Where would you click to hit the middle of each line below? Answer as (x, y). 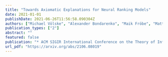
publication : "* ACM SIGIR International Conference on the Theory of (80, 42)
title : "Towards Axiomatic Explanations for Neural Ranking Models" (78, 10)
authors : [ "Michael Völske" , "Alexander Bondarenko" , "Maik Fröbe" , (78, 24)
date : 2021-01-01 (23, 14)
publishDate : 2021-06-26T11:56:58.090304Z (50, 19)
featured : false (22, 38)
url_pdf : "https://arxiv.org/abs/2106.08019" (53, 47)
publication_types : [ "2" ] (32, 28)
